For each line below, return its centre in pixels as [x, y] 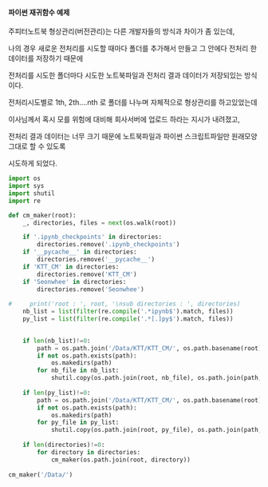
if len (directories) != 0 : [64, 445]
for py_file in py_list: [78, 423]
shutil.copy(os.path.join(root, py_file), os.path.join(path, [156, 430]
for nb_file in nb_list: [78, 371]
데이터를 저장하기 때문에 [46, 58]
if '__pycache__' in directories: [80, 252]
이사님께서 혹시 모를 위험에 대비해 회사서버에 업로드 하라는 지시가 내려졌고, [124, 119]
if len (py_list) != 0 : [57, 393]
